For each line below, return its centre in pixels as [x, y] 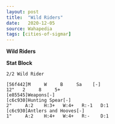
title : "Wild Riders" [35, 17]
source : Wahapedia [29, 29]
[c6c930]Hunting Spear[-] [39, 101]
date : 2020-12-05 [31, 23]
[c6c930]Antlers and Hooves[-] [45, 111]
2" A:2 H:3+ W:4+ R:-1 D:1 [58, 106]
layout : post [23, 12]
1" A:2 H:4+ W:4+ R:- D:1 [58, 116]
